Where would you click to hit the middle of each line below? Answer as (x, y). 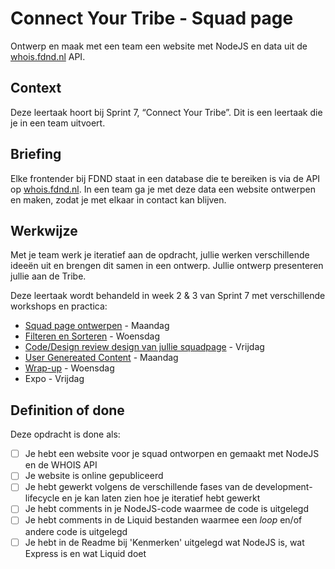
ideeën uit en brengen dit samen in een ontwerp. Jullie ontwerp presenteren (167, 266)
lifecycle (42, 498)
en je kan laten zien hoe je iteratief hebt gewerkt (161, 498)
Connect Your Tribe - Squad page (152, 18)
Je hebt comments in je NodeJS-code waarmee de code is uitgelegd (166, 509)
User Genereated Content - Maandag (101, 358)
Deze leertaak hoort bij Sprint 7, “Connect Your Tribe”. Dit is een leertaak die (166, 112)
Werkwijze (44, 230)
